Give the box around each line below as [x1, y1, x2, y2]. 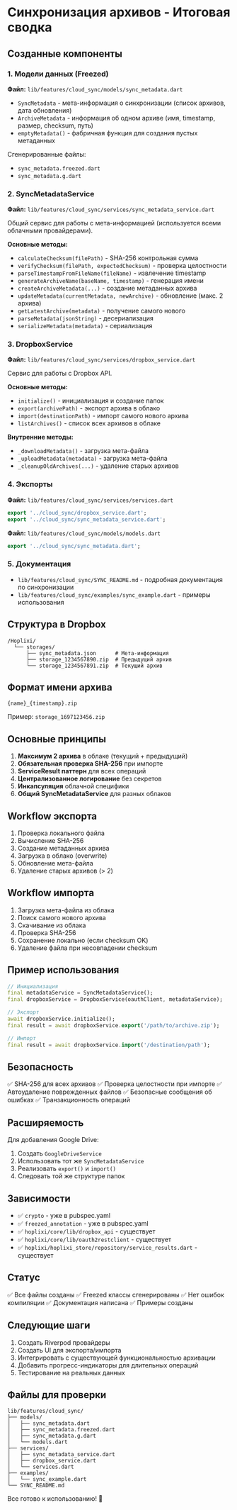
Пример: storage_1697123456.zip [7, 712, 105, 721]
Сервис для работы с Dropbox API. [7, 369, 112, 378]
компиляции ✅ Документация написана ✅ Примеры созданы [7, 1298, 194, 1307]
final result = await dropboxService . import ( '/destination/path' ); [7, 1041, 211, 1048]
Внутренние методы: [7, 433, 74, 442]
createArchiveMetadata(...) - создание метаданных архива [17, 284, 197, 293]
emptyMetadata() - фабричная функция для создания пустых [17, 128, 198, 137]
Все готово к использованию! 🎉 [7, 1494, 103, 1503]
